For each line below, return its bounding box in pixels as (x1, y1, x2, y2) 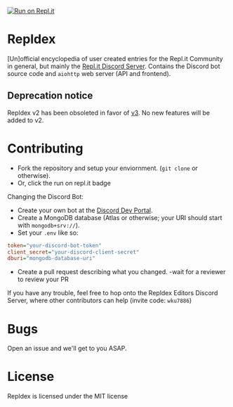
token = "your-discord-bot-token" (7, 242, 102, 249)
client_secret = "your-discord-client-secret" (7, 248, 140, 256)
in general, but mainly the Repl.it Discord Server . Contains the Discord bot (7, 62, 220, 70)
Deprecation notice (7, 90, 93, 102)
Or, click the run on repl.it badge (17, 179, 111, 187)
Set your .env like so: (17, 228, 79, 237)
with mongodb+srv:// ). (17, 221, 80, 229)
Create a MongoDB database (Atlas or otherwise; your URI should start (17, 213, 222, 221)
